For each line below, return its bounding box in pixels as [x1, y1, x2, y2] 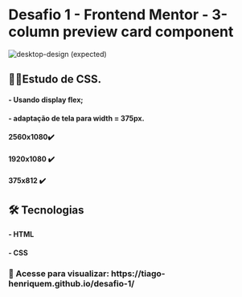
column [8, 22, 60, 41]
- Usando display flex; [8, 95, 84, 104]
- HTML [8, 230, 35, 239]
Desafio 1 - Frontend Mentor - [8, 6, 209, 24]
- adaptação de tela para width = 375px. [8, 113, 145, 123]
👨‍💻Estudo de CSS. [8, 72, 102, 86]
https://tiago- [111, 267, 166, 279]
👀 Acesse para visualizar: [8, 267, 110, 279]
